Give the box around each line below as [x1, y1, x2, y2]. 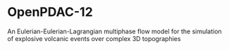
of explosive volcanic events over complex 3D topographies [7, 34, 181, 42]
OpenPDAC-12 [7, 4, 93, 20]
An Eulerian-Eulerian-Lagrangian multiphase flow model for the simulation [7, 27, 222, 35]
